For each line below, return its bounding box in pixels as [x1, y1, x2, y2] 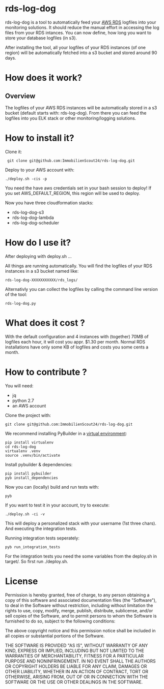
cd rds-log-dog [5, 444, 36, 449]
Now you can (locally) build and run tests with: [5, 484, 99, 490]
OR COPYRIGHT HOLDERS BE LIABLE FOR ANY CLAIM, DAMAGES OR [5, 663, 147, 669]
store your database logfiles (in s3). [5, 35, 77, 41]
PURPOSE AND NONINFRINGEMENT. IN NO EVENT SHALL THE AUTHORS [5, 658, 156, 664]
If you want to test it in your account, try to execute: [5, 502, 109, 508]
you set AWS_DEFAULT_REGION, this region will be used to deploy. [5, 190, 140, 196]
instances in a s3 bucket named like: [5, 268, 79, 274]
